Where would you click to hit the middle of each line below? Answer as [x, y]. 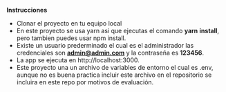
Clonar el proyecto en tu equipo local [69, 23]
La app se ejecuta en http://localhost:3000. [78, 60]
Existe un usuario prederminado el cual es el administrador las [105, 45]
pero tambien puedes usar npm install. [71, 38]
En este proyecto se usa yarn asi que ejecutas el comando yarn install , [117, 31]
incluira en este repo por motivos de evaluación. [85, 82]
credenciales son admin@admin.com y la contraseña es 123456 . [110, 53]
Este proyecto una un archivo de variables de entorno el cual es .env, [115, 67]
